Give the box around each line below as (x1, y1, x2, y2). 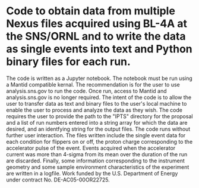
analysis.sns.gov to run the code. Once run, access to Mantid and (6, 87, 168, 94)
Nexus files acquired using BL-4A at (6, 17, 188, 30)
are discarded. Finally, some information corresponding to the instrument (6, 157, 185, 164)
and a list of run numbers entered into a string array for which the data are (6, 119, 188, 126)
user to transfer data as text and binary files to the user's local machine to (6, 100, 187, 107)
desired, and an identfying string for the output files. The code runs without (6, 125, 191, 132)
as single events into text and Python (6, 42, 193, 56)
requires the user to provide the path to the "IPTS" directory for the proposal (6, 112, 193, 120)
